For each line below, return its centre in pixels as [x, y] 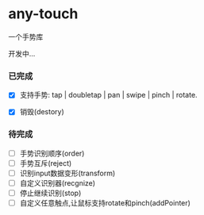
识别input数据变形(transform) [67, 173]
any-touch [43, 14]
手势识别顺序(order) [52, 153]
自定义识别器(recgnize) [58, 182]
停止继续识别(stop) [50, 193]
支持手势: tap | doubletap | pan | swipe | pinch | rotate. [108, 95]
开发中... [22, 53]
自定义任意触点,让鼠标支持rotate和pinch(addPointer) [105, 202]
